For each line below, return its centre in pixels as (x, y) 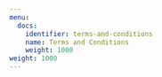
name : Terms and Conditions (77, 42)
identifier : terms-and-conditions (89, 34)
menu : (19, 17)
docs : (28, 26)
